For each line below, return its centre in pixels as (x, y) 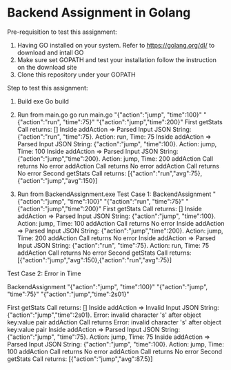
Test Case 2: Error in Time (44, 273)
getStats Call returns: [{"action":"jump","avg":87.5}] (80, 359)
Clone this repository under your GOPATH (76, 75)
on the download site (47, 67)
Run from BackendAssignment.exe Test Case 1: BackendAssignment (114, 194)
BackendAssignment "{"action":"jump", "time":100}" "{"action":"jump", (108, 286)
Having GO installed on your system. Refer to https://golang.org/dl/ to (116, 45)
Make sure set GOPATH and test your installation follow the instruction (117, 59)
